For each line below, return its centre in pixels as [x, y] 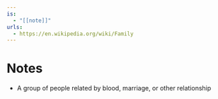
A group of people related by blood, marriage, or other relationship [114, 88]
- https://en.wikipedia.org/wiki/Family [73, 34]
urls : [15, 27]
